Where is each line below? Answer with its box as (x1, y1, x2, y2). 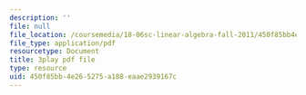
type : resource (9, 64, 67, 73)
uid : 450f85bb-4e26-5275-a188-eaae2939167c (9, 72, 178, 81)
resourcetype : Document (9, 47, 100, 56)
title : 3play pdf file (9, 55, 96, 64)
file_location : (9, 30, 67, 39)
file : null (9, 22, 51, 31)
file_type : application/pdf (9, 38, 117, 48)
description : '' (9, 13, 71, 23)
